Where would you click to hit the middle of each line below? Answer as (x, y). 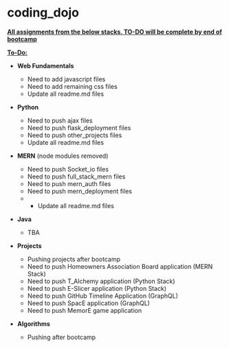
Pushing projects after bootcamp (74, 259)
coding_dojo (43, 13)
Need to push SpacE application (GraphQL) (88, 303)
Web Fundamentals (45, 65)
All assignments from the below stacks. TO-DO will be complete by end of (115, 32)
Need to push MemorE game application (85, 310)
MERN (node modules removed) (63, 156)
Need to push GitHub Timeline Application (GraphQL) (103, 296)
